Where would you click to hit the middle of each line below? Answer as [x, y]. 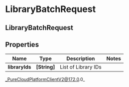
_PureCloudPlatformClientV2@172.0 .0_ [45, 79]
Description [81, 58]
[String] [45, 67]
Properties [22, 44]
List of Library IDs [81, 67]
